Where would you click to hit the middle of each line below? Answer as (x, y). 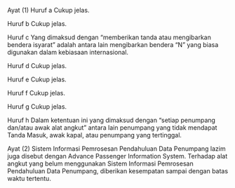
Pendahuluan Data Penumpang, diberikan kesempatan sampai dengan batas (118, 171)
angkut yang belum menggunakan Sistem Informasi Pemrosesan (101, 163)
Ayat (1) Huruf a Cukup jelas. (48, 10)
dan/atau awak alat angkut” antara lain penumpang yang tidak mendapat (112, 128)
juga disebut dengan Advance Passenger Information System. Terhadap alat (117, 156)
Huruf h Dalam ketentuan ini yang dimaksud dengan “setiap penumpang (112, 120)
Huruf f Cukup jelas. (36, 93)
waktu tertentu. (29, 179)
